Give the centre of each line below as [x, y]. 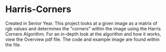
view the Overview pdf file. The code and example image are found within [82, 39]
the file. [13, 44]
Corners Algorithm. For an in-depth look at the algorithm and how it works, [83, 34]
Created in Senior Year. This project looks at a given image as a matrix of [81, 23]
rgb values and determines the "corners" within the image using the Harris [83, 28]
